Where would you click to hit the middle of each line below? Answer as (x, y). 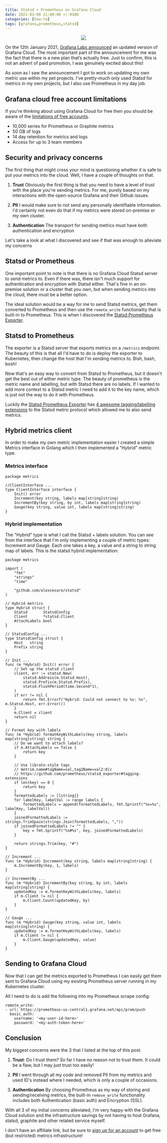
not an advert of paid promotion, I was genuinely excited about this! (74, 63)
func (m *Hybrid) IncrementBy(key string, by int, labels (66, 883)
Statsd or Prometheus (40, 261)
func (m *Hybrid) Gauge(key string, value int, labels (63, 922)
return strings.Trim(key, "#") (46, 844)
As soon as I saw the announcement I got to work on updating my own (77, 73)
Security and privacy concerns (54, 158)
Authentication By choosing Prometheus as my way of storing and (81, 1090)
